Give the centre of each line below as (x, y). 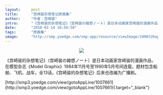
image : (12, 37)
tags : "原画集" (26, 32)
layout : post (23, 9)
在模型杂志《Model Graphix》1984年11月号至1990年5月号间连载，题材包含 (79, 66)
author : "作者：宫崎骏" (31, 19)
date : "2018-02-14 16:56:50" (41, 28)
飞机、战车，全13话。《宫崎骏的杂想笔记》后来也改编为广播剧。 (76, 72)
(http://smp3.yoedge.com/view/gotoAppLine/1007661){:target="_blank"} (77, 87)
